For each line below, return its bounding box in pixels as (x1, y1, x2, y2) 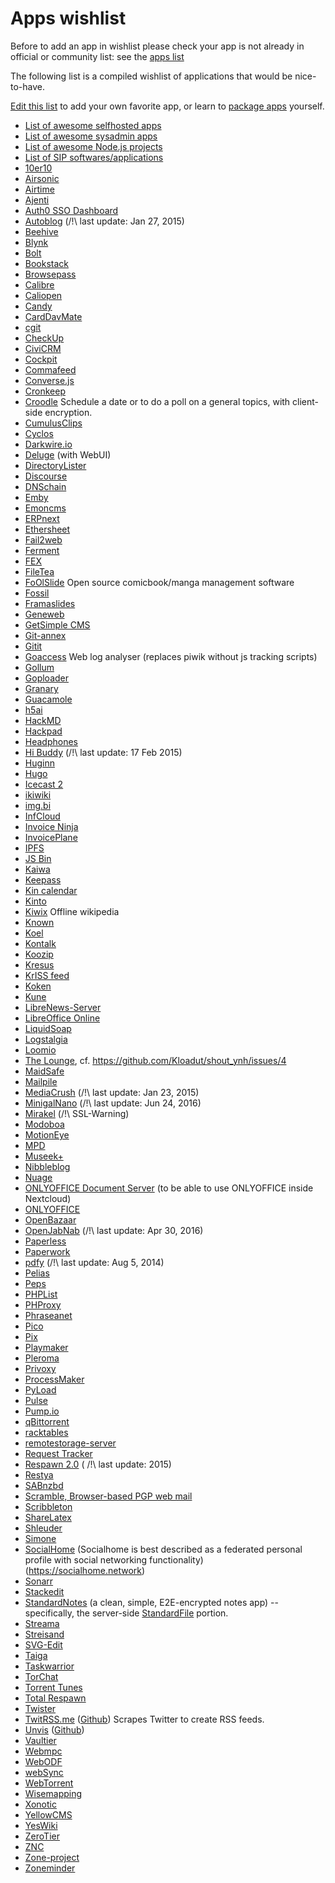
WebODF (24, 1755, 63, 1767)
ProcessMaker (24, 1373, 85, 1385)
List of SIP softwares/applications (24, 151, 164, 163)
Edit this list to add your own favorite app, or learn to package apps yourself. (10, 100, 325, 112)
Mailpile (24, 1075, 58, 1087)
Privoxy (24, 1362, 57, 1374)
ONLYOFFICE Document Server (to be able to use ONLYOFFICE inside (24, 1182, 314, 1194)
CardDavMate (24, 310, 83, 322)
